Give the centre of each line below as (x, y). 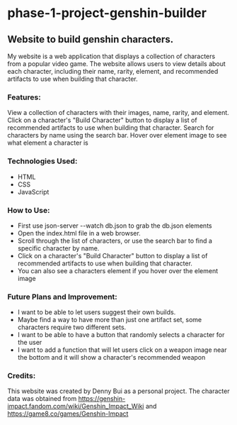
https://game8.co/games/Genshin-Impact (68, 414)
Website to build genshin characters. (91, 39)
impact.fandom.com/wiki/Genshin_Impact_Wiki (76, 407)
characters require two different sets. (72, 327)
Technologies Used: (42, 161)
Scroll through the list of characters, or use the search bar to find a (115, 241)
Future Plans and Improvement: (63, 297)
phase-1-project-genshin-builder (107, 13)
